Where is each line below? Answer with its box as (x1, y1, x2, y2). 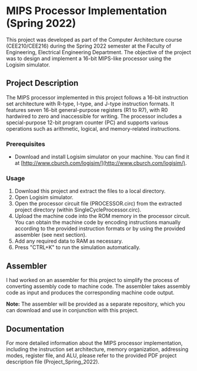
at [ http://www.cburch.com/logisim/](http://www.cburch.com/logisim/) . (14, 160, 187, 167)
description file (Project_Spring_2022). (6, 358, 100, 365)
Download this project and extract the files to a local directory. (14, 187, 166, 195)
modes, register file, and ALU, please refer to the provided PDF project (6, 352, 177, 359)
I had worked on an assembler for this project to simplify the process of (6, 277, 179, 284)
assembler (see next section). (14, 231, 87, 238)
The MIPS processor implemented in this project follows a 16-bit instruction (6, 94, 188, 101)
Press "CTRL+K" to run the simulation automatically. (14, 244, 141, 251)
